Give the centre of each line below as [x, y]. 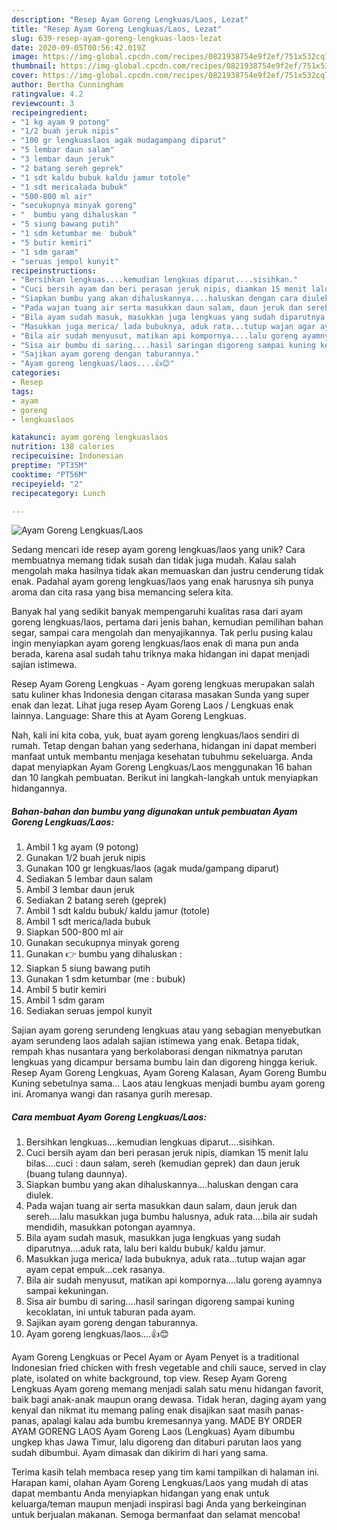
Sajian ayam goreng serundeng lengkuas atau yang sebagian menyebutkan [166, 1030]
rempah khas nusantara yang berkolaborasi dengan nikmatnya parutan [157, 1052]
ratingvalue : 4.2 [47, 94]
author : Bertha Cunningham [67, 85]
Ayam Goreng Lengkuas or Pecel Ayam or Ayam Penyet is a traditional [155, 1357]
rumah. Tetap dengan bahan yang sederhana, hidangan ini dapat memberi [164, 746]
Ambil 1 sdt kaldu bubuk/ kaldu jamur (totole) [118, 911]
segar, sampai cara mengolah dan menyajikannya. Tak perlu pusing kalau [162, 633]
